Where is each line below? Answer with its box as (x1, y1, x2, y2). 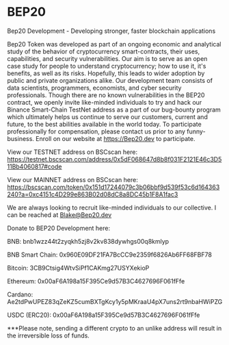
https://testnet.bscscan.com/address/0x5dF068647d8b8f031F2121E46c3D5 (7, 155, 222, 163)
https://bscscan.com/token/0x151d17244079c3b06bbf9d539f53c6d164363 (7, 183, 220, 191)
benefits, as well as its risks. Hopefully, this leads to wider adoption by (7, 69, 205, 77)
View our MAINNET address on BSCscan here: (7, 175, 138, 183)
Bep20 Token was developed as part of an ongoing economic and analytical (7, 40, 221, 48)
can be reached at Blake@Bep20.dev (7, 210, 112, 219)
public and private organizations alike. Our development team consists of (7, 76, 213, 84)
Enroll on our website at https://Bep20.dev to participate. (35, 134, 196, 142)
